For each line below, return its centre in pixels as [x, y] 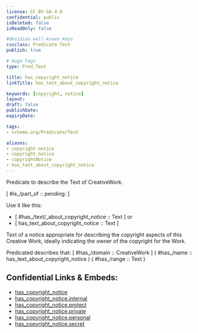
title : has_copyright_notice [42, 77]
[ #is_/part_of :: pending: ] [38, 193]
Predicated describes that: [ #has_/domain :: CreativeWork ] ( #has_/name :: [99, 252]
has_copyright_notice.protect [51, 304]
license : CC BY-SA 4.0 [34, 12]
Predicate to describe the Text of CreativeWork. [65, 182]
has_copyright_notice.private [50, 311]
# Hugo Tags [21, 61]
